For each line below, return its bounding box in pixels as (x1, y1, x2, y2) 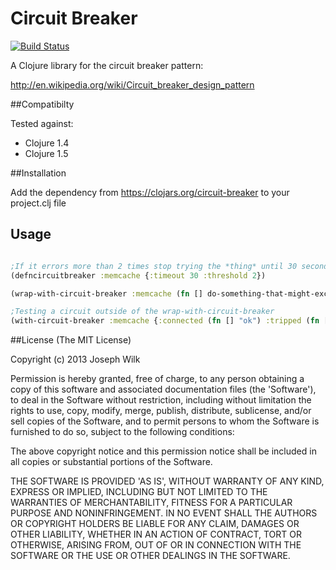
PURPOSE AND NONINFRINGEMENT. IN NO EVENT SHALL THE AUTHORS (10, 507, 318, 519)
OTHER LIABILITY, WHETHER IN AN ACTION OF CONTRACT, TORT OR (10, 528, 302, 541)
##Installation (10, 167, 67, 179)
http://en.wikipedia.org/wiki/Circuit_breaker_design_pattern (10, 78, 255, 91)
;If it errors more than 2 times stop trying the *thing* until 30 (10, 261, 298, 271)
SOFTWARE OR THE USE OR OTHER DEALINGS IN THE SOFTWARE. (10, 550, 291, 562)
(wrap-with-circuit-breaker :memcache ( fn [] (10, 288, 203, 299)
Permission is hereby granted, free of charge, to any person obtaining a (10, 373, 305, 385)
